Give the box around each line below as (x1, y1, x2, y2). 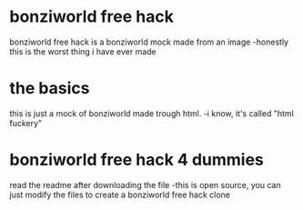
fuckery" (9, 117, 43, 128)
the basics (9, 78, 90, 99)
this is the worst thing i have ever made (9, 45, 157, 56)
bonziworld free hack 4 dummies (9, 150, 264, 170)
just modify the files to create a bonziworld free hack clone (9, 189, 230, 200)
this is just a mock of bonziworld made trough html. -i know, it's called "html (9, 107, 294, 119)
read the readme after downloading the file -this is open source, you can (9, 179, 281, 190)
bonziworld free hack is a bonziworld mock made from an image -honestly (9, 36, 289, 47)
